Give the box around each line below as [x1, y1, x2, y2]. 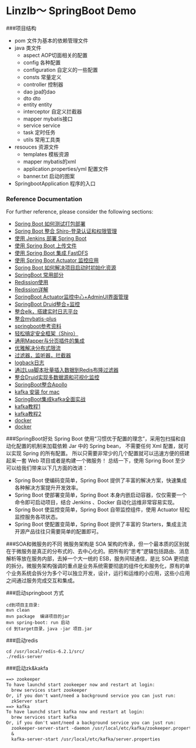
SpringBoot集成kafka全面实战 [14, 396, 86, 403]
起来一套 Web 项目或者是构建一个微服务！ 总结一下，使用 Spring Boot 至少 [6, 457, 185, 464]
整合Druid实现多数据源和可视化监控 [14, 374, 100, 381]
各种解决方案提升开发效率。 [14, 484, 82, 491]
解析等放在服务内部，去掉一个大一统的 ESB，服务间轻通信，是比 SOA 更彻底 [6, 555, 190, 562]
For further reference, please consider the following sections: [6, 208, 153, 215]
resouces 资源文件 [14, 143, 60, 150]
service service [23, 122, 61, 129]
